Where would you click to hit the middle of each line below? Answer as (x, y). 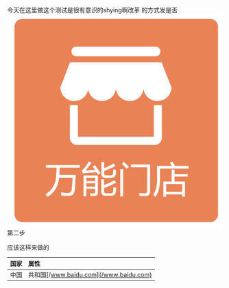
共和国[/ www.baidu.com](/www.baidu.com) (90, 275)
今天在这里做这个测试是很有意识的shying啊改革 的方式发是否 (93, 10)
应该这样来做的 (28, 247)
